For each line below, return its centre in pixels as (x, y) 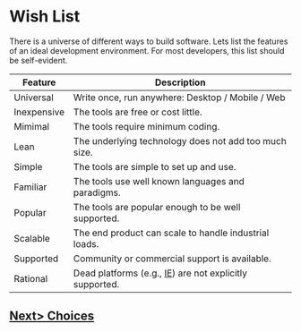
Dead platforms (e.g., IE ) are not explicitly (160, 273)
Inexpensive (39, 112)
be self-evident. (39, 60)
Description (180, 82)
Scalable (32, 238)
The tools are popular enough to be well (157, 207)
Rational (31, 278)
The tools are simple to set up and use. (155, 166)
